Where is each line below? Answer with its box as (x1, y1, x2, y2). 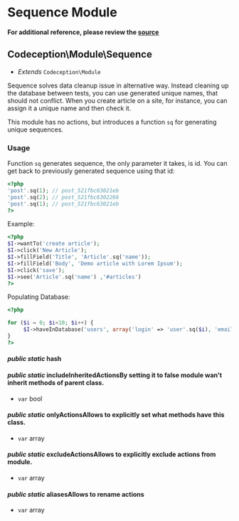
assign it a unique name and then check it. (7, 104, 132, 112)
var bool (17, 394, 43, 403)
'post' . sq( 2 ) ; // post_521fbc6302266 (7, 194, 119, 201)
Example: (7, 220, 35, 228)
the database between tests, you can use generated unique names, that (7, 88, 218, 97)
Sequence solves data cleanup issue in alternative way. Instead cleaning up (7, 81, 229, 90)
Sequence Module (7, 4, 117, 21)
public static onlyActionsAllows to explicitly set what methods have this (7, 411, 225, 419)
